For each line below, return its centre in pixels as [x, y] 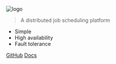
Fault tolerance [33, 44]
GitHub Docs [21, 55]
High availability [34, 38]
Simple [23, 31]
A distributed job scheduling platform [65, 20]
